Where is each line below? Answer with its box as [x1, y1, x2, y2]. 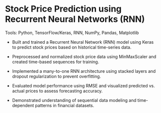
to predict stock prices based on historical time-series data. [12, 44, 132, 50]
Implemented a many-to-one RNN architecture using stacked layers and [12, 68, 156, 74]
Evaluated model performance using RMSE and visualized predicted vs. [12, 82, 155, 88]
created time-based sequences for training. [12, 59, 99, 65]
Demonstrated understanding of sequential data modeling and [12, 97, 137, 103]
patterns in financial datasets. [35, 102, 95, 108]
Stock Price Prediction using [5, 3, 122, 15]
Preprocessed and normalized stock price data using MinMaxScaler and [12, 53, 157, 59]
